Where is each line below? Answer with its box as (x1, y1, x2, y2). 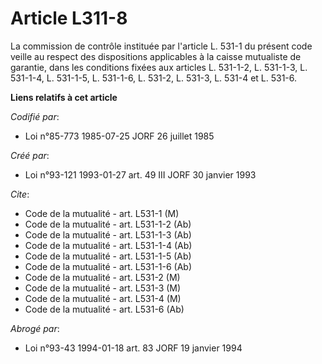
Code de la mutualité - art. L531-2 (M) (24, 271, 181, 283)
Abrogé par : (10, 322, 60, 334)
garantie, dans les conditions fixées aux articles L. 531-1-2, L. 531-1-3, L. (10, 61, 308, 73)
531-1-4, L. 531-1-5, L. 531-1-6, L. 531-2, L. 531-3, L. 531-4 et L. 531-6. (10, 72, 298, 84)
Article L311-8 (10, 7, 128, 30)
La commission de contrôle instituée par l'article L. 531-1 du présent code (10, 40, 313, 52)
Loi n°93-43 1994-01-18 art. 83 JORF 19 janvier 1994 (24, 342, 243, 354)
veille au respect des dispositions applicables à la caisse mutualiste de (10, 50, 302, 62)
